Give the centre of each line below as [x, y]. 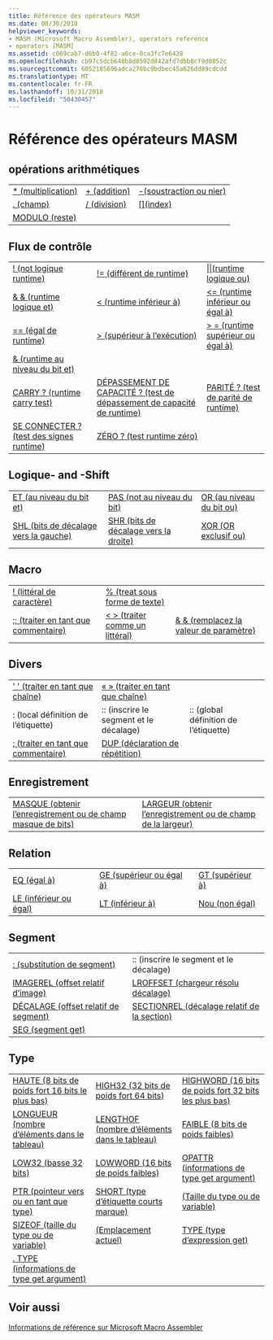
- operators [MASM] [41, 46]
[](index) [155, 204]
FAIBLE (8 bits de [214, 1124]
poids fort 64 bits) [130, 1095]
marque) [112, 1211]
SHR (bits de [132, 520]
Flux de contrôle [50, 246]
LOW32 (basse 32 [48, 1163]
